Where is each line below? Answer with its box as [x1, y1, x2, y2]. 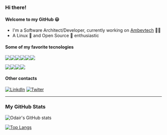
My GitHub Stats [5, 103, 46, 110]
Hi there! [5, 4, 27, 11]
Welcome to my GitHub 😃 [5, 16, 60, 22]
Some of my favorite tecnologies [5, 44, 74, 50]
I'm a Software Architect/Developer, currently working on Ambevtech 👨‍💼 [12, 27, 161, 33]
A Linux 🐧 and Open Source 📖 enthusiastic [12, 33, 99, 39]
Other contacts [5, 75, 37, 81]
